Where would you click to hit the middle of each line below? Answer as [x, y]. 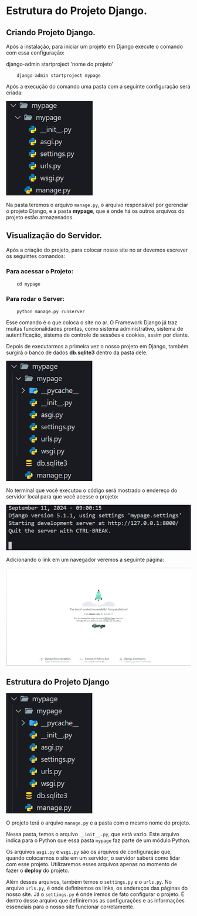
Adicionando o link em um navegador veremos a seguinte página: [85, 559]
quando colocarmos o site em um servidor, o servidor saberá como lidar [93, 858]
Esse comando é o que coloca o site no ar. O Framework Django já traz [92, 323]
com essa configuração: [35, 53]
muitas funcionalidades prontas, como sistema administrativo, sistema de [95, 329]
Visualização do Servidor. [54, 236]
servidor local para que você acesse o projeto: [62, 497]
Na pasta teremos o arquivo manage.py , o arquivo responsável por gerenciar [97, 205]
